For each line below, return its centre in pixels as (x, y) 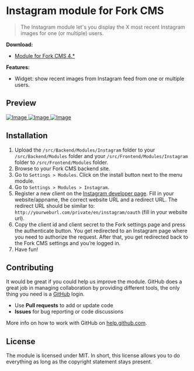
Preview (21, 103)
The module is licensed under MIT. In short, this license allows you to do (93, 356)
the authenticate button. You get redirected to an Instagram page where (101, 231)
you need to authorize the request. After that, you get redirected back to (101, 237)
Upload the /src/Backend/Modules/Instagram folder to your (85, 150)
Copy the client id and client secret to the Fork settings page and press (100, 224)
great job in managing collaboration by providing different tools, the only (93, 288)
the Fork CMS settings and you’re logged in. (67, 243)
